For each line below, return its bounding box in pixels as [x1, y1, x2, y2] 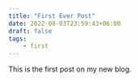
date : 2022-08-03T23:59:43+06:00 [8, 19, 121, 28]
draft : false [8, 27, 53, 35]
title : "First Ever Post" [8, 11, 95, 20]
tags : [8, 34, 27, 43]
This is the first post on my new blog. [8, 64, 132, 74]
